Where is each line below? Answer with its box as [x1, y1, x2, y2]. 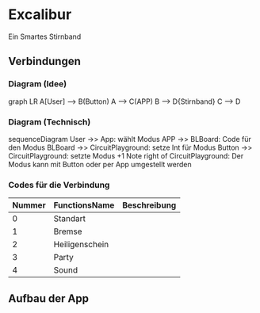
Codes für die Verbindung [8, 179, 110, 190]
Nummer [12, 200, 46, 211]
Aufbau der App [8, 292, 90, 305]
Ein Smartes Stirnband [8, 32, 82, 41]
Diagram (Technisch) [8, 116, 91, 128]
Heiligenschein [53, 239, 109, 250]
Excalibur [8, 6, 72, 24]
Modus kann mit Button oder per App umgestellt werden [8, 159, 192, 169]
